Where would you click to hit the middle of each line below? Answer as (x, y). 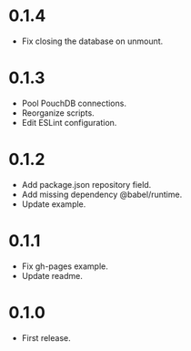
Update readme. (52, 275)
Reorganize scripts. (58, 113)
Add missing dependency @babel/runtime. (102, 194)
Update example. (54, 204)
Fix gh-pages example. (65, 266)
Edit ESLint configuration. (69, 122)
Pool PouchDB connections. (74, 103)
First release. (46, 337)
